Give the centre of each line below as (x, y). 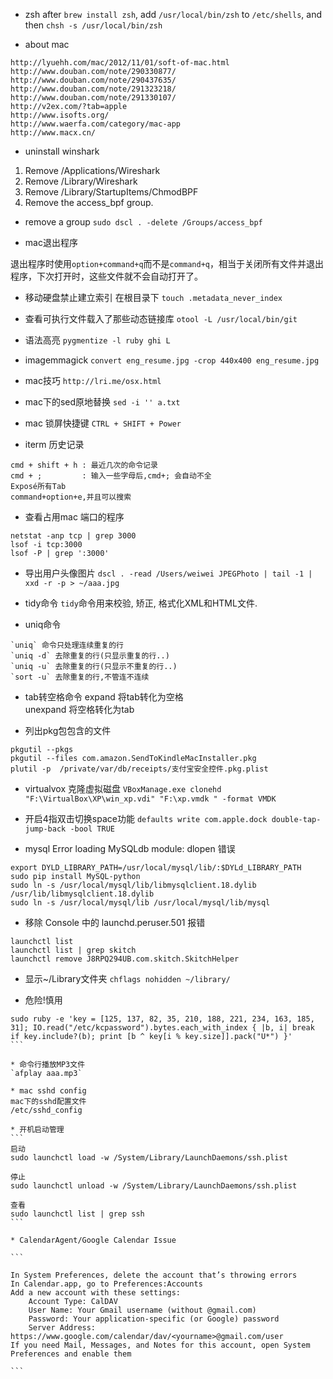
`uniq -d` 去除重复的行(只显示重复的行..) (90, 656)
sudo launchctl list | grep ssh (77, 1214)
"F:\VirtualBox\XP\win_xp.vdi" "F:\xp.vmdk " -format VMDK (150, 799)
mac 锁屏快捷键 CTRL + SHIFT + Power (103, 423)
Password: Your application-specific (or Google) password (154, 1319)
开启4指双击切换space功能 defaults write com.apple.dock (146, 818)
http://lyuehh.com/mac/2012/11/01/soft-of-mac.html (120, 63)
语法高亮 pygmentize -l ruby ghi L (97, 340)
